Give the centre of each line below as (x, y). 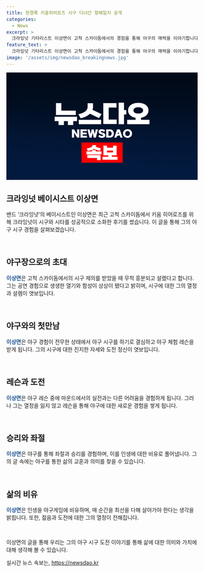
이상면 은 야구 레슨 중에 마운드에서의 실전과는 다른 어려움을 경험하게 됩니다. (95, 398)
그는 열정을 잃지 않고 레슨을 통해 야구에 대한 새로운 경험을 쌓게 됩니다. (95, 405)
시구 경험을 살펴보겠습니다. (44, 230)
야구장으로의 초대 (37, 262)
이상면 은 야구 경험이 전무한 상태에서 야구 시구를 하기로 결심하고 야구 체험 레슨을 (100, 342)
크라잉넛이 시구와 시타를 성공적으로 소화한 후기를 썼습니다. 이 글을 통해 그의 (102, 222)
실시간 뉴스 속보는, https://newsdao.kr (53, 563)
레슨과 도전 (26, 382)
